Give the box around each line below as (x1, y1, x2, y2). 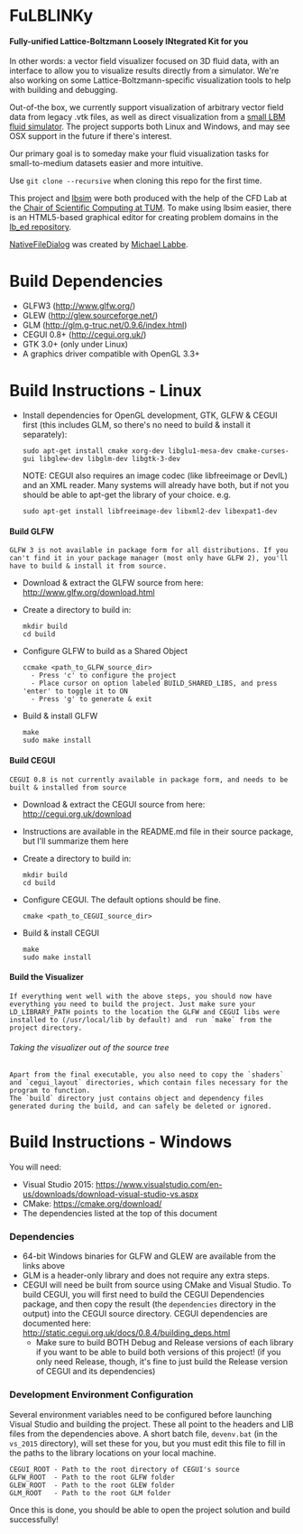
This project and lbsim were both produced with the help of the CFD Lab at (9, 193, 288, 204)
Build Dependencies (9, 271, 164, 291)
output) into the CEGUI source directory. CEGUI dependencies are (22, 1308, 268, 1319)
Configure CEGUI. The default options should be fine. (22, 894, 221, 905)
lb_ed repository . (9, 222, 72, 233)
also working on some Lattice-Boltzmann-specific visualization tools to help (9, 75, 291, 86)
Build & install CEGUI (22, 927, 100, 938)
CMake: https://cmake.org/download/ (22, 1198, 162, 1209)
